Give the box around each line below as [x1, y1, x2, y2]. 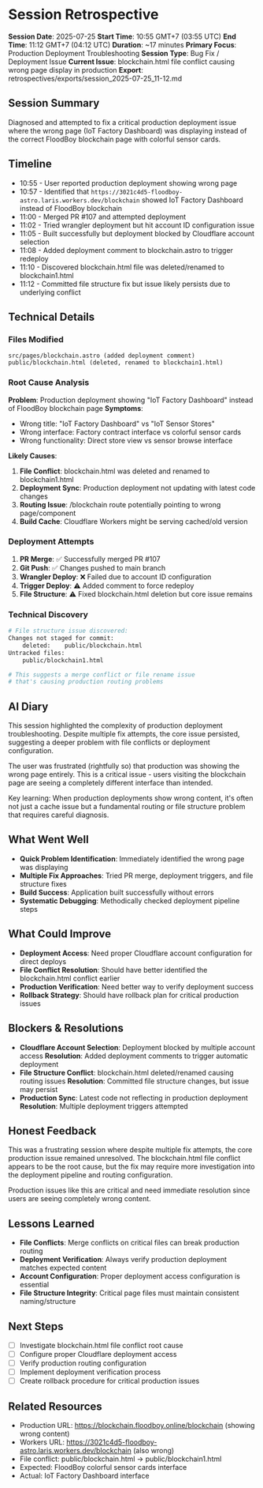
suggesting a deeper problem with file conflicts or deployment [8, 737, 210, 748]
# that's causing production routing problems [8, 678, 164, 686]
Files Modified [8, 333, 65, 345]
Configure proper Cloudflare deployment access [19, 1350, 177, 1359]
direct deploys [19, 956, 67, 966]
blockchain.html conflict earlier [19, 974, 120, 983]
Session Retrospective [8, 6, 159, 24]
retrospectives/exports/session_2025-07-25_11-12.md [8, 73, 183, 83]
